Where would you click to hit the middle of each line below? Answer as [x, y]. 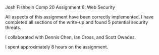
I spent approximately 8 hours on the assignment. [57, 47]
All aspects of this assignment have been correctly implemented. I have [79, 17]
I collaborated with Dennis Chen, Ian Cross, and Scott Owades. [71, 37]
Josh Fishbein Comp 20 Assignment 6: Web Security [60, 7]
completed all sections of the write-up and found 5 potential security [77, 22]
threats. [13, 27]
